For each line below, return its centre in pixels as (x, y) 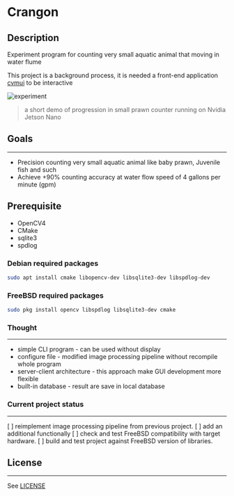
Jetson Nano (42, 117)
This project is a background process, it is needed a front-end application (112, 75)
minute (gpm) (37, 184)
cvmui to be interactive (40, 83)
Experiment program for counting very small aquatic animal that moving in (113, 54)
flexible (28, 379)
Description (33, 38)
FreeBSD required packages (56, 295)
